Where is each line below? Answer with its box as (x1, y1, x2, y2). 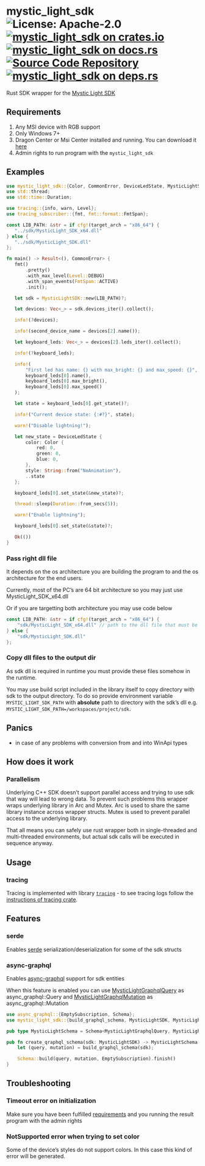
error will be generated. (6, 1153, 66, 1160)
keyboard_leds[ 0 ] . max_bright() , (25, 378, 108, 384)
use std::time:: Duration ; (6, 194, 72, 201)
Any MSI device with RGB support (15, 123, 101, 131)
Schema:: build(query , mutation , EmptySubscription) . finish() (17, 1056, 176, 1062)
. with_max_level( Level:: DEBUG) (25, 273, 105, 279)
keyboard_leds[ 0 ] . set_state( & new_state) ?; (14, 490, 124, 496)
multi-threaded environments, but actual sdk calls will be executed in (6, 833, 180, 840)
